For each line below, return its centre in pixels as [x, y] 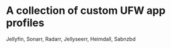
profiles [25, 23]
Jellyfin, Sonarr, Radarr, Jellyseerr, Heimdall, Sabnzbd [71, 39]
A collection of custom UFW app [86, 11]
